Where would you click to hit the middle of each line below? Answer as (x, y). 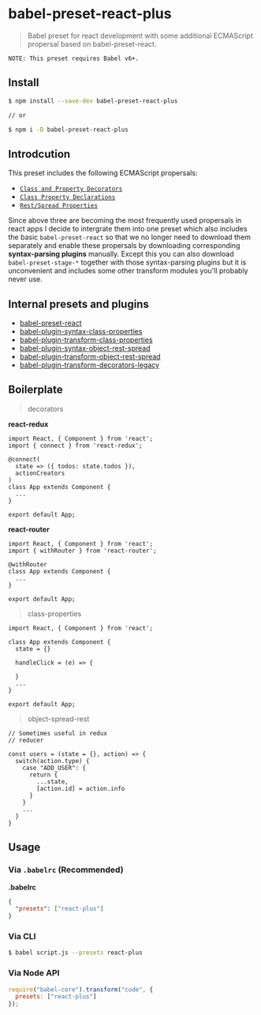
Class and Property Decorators (71, 189)
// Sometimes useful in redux (58, 733)
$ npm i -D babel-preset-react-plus (68, 130)
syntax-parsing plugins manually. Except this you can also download (121, 254)
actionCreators (40, 473)
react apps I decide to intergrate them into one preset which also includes (128, 229)
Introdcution (39, 154)
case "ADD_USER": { (54, 768)
